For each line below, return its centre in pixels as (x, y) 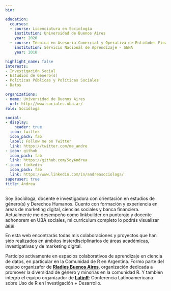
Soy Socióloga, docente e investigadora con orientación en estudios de (80, 198)
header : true (28, 127)
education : (17, 19)
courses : (19, 24)
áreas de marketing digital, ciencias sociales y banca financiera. (73, 209)
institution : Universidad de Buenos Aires (60, 34)
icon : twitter (25, 132)
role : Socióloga (22, 108)
